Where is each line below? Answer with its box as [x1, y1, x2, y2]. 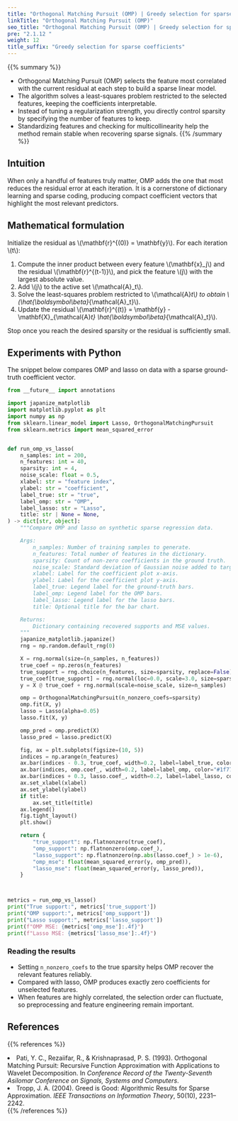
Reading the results [7, 946, 76, 956]
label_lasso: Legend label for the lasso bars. [33, 596, 176, 603]
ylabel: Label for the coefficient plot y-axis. [33, 576, 179, 584]
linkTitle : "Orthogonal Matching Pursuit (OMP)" [7, 17, 154, 24]
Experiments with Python [7, 347, 122, 359]
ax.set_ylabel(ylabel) [20, 786, 87, 793]
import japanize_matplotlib [7, 400, 91, 407]
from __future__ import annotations [7, 387, 115, 394]
